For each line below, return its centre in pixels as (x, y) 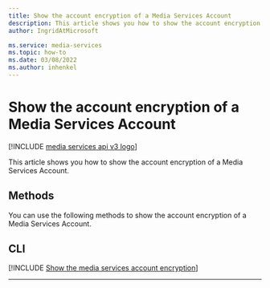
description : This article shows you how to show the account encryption (135, 23)
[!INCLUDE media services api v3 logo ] (73, 146)
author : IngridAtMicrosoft (53, 30)
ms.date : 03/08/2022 (43, 60)
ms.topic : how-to (37, 53)
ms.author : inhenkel (43, 68)
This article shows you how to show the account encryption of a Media (126, 162)
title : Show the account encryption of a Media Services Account (120, 16)
